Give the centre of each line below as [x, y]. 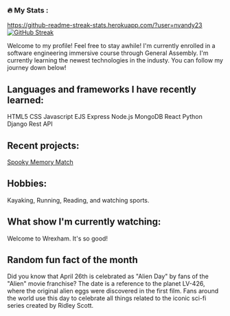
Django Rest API [30, 124]
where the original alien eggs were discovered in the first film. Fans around [113, 291]
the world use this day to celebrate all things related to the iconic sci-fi [107, 298]
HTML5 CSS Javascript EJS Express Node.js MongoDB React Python [105, 117]
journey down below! [37, 68]
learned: [26, 100]
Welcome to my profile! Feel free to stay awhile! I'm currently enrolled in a [111, 46]
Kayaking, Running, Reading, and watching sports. [78, 200]
